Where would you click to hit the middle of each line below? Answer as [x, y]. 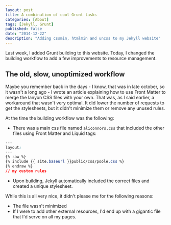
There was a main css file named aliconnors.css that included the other [89, 128]
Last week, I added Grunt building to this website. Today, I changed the [80, 53]
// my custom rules [26, 171]
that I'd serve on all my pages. [44, 216]
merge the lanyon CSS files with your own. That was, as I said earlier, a [80, 97]
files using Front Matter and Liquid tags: [55, 133]
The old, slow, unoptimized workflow [65, 74]
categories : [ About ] [27, 19]
